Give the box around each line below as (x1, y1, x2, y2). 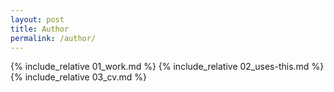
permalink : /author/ (10, 33, 97, 43)
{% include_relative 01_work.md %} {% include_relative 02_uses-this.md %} (10, 61, 325, 73)
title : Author (10, 24, 70, 34)
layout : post (10, 14, 65, 25)
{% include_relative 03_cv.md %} (10, 71, 148, 83)
